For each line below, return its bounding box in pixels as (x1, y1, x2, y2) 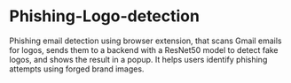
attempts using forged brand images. (9, 64, 145, 74)
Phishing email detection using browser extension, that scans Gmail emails (9, 35, 282, 46)
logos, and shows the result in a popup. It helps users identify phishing (9, 54, 268, 64)
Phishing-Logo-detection (9, 6, 200, 26)
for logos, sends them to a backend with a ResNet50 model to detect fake (9, 44, 279, 55)
